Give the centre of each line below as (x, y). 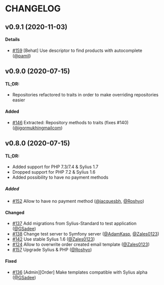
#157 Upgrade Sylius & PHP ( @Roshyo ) (52, 250)
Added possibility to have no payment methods (60, 177)
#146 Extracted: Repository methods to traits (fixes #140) (70, 122)
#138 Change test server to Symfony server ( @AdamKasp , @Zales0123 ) (86, 234)
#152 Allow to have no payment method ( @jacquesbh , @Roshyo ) (78, 201)
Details (13, 40)
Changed (15, 212)
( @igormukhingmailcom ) (37, 128)
